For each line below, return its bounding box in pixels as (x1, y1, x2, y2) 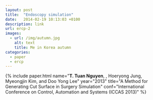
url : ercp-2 (5, 26, 30, 31)
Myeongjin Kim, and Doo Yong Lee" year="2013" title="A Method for (5, 78, 148, 84)
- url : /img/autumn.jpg (10, 36, 60, 41)
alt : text (14, 40, 35, 45)
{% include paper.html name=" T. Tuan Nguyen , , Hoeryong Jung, (5, 73, 142, 79)
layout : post (5, 7, 33, 13)
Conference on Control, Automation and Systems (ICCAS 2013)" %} (5, 89, 147, 95)
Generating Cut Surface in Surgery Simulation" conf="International (5, 84, 144, 90)
